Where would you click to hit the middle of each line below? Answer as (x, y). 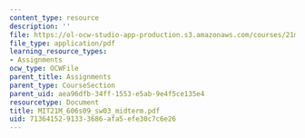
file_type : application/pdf (63, 43)
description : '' (40, 26)
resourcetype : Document (54, 102)
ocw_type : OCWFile (44, 69)
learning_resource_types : (58, 52)
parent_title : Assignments (60, 77)
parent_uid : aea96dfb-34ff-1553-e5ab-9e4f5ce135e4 (107, 94)
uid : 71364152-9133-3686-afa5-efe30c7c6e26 (93, 119)
